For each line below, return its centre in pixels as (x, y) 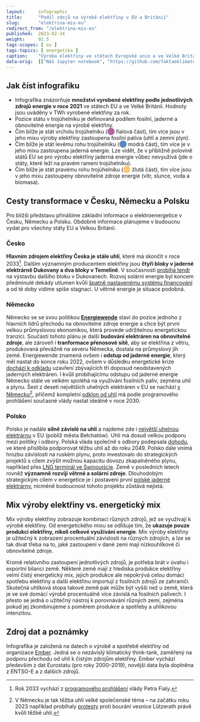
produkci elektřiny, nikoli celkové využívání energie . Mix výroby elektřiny (97, 532)
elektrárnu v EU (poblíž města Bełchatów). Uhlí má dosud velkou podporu (96, 435)
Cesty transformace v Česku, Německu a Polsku (98, 201)
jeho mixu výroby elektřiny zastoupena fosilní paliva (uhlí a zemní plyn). (102, 138)
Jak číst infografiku (43, 85)
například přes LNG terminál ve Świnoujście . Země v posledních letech (93, 467)
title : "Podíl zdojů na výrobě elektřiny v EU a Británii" (87, 17)
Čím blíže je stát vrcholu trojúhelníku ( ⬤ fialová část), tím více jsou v (99, 132)
